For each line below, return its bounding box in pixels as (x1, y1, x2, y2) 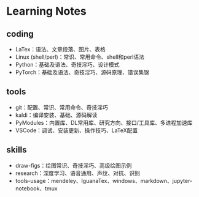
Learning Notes (6, 4, 87, 18)
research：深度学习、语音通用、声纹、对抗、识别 (15, 169, 140, 177)
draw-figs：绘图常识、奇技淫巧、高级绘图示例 (15, 162, 132, 169)
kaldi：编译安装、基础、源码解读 (15, 111, 98, 119)
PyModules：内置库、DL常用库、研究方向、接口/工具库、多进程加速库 (15, 119, 193, 126)
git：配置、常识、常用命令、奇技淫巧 (15, 103, 109, 111)
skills (6, 145, 27, 155)
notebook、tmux (15, 185, 58, 192)
